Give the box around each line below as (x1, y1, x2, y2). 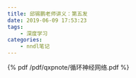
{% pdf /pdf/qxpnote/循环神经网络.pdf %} (7, 63, 130, 71)
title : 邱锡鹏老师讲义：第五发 (7, 10, 88, 18)
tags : (7, 23, 23, 30)
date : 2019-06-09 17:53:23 (7, 17, 87, 24)
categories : (7, 37, 42, 44)
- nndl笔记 (20, 43, 50, 50)
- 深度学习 (20, 30, 48, 37)
